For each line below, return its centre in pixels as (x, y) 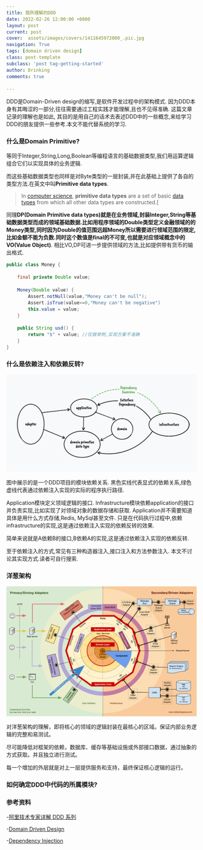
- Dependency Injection (35, 840)
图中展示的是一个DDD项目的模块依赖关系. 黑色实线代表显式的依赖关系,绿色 (99, 483)
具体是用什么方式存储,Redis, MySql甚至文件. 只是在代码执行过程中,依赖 (94, 518)
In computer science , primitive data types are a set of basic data (102, 196)
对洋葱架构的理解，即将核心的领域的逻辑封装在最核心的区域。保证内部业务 (99, 727)
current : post (24, 32)
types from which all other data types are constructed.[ (90, 202)
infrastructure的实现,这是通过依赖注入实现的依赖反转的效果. (80, 526)
